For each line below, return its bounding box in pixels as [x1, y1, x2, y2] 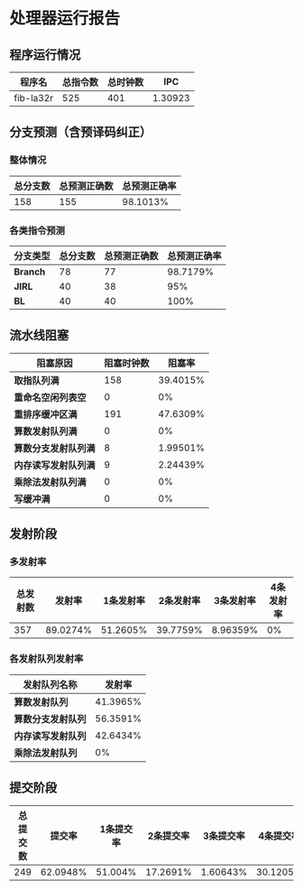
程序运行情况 [9, 47, 81, 62]
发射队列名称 [23, 678, 78, 691]
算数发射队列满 [14, 425, 78, 438]
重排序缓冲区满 [14, 408, 78, 421]
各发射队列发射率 [9, 653, 84, 665]
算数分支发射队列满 [14, 441, 96, 454]
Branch [14, 265, 46, 278]
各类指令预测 [9, 224, 66, 236]
